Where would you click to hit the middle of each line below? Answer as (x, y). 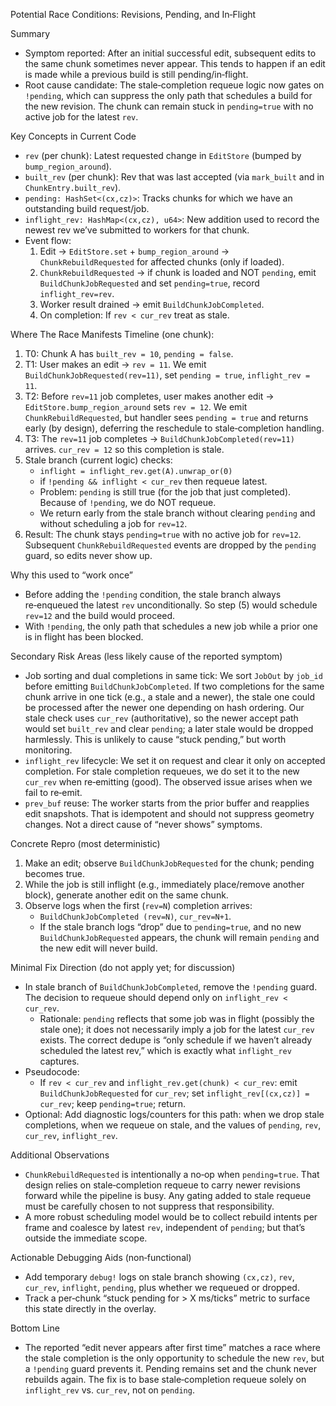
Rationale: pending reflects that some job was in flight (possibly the (177, 1018)
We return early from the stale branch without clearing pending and (177, 513)
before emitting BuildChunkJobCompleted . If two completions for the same (174, 686)
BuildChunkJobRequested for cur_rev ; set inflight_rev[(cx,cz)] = (174, 1093)
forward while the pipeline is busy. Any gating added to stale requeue (168, 1195)
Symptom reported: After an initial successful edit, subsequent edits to (170, 53)
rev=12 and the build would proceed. (100, 615)
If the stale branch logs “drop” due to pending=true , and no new (170, 927)
